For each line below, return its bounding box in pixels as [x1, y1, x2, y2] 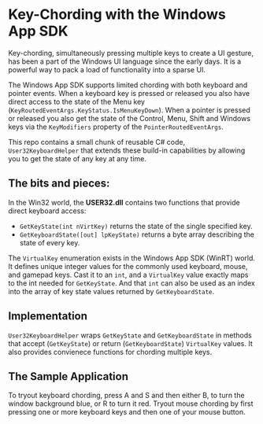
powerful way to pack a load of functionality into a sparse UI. [8, 65, 206, 74]
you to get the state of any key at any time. [8, 153, 147, 163]
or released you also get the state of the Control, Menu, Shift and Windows [8, 113, 250, 123]
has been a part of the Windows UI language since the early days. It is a [8, 57, 242, 66]
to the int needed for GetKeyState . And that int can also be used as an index [8, 278, 256, 288]
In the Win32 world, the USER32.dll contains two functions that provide [8, 197, 240, 207]
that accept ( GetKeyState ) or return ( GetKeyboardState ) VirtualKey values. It [8, 338, 254, 348]
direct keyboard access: [8, 206, 87, 216]
